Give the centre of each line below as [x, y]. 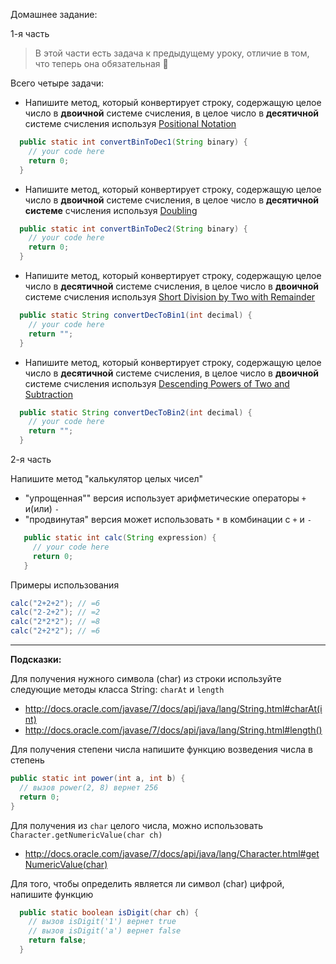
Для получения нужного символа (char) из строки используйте [146, 678]
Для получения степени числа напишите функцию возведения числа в [161, 749]
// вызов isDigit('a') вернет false [105, 931]
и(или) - [42, 508]
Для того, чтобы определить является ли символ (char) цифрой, [147, 883]
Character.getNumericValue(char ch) [86, 835]
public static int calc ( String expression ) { [120, 538]
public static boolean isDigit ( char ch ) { [109, 912]
